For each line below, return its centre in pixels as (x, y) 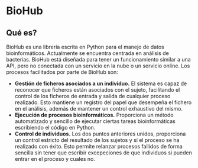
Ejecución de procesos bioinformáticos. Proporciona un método (94, 115)
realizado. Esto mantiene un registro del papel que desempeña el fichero (103, 102)
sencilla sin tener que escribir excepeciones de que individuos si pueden (103, 153)
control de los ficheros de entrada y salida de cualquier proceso (92, 96)
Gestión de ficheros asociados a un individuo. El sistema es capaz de (101, 83)
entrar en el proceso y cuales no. (55, 159)
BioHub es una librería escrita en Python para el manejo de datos (85, 47)
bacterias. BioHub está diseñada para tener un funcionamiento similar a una (98, 59)
